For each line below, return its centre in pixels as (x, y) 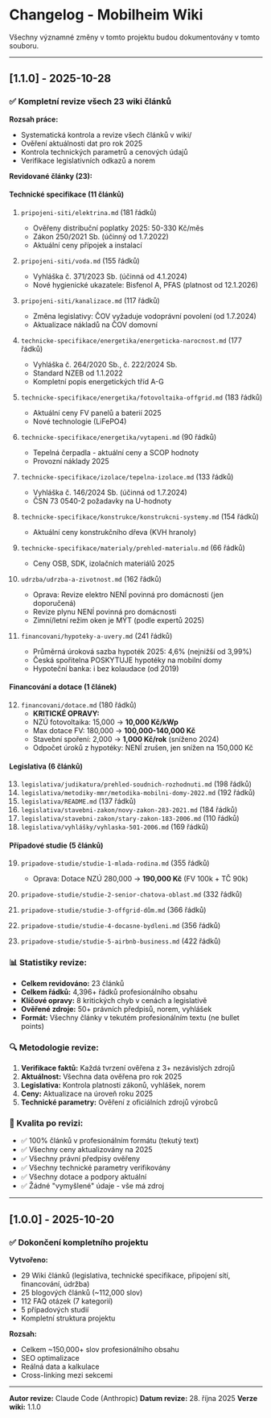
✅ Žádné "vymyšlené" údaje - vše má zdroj (92, 1186)
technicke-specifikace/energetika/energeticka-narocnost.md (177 (131, 340)
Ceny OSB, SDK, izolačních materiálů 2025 (104, 563)
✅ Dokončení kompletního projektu (79, 1242)
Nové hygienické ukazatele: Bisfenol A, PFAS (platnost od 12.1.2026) (145, 284)
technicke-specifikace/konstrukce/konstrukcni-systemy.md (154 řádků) (140, 516)
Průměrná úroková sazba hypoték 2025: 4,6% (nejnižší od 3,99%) (142, 651)
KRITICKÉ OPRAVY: (66, 714)
